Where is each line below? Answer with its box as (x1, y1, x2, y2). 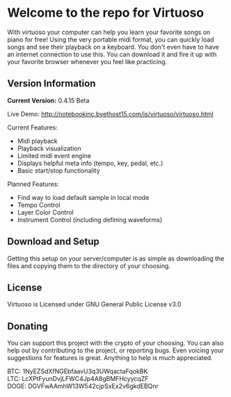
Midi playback (17, 137, 58, 145)
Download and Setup (7, 235, 99, 248)
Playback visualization (17, 144, 81, 153)
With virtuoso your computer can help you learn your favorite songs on (7, 28, 211, 36)
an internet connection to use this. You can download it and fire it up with (7, 50, 217, 59)
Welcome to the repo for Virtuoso (7, 5, 205, 21)
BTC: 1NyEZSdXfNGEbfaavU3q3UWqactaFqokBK (7, 367, 148, 375)
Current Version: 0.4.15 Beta (7, 96, 90, 104)
